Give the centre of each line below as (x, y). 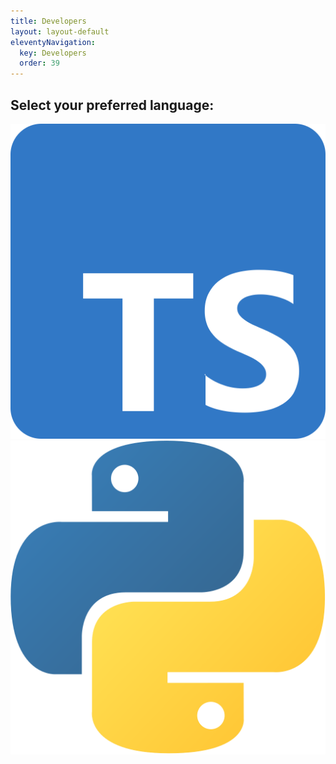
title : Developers (48, 21)
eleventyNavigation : (53, 42)
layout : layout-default (60, 31)
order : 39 (39, 63)
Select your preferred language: (112, 105)
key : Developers (53, 53)
